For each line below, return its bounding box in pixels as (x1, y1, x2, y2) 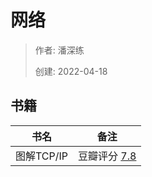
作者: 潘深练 (34, 44, 85, 56)
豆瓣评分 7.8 (78, 149, 137, 163)
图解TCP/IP (15, 149, 69, 163)
